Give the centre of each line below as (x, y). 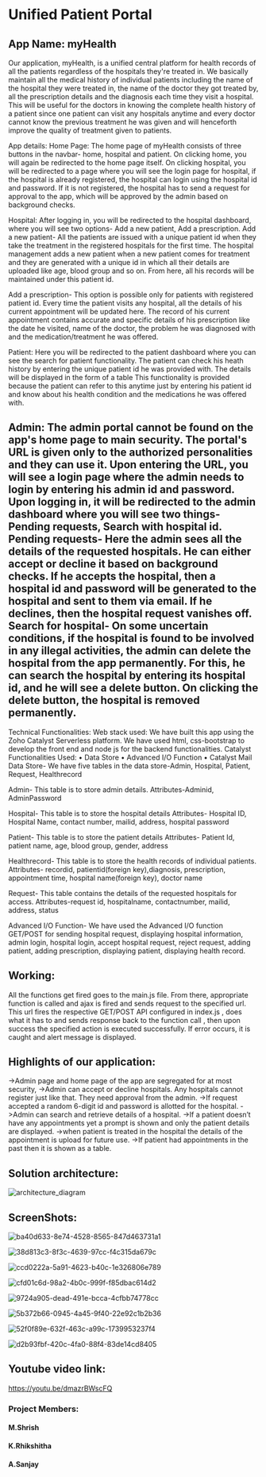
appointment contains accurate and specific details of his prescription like (129, 320)
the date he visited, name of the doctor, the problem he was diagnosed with (132, 328)
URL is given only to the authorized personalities (131, 453)
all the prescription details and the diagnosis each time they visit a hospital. (131, 96)
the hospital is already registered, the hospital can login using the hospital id (133, 179)
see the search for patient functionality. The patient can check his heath (126, 360)
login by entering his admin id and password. (121, 490)
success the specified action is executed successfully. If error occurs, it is (129, 1029)
